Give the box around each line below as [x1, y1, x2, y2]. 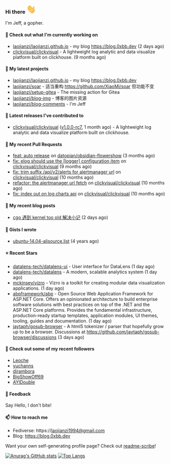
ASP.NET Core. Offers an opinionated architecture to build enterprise [12, 296, 158, 302]
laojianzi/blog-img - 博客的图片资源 [12, 95, 87, 101]
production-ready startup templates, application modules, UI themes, [12, 312, 158, 318]
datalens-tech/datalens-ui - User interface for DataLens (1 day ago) [12, 263, 155, 269]
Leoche [12, 357, 29, 364]
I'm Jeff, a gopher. [5, 20, 44, 26]
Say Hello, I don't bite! [5, 402, 52, 409]
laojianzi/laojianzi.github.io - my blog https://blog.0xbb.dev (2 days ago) [12, 43, 164, 49]
